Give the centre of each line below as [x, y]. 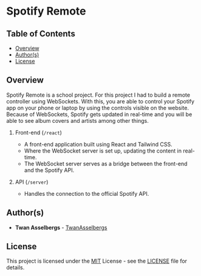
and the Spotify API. [49, 170]
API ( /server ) [32, 182]
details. [15, 267]
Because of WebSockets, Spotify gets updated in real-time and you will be [99, 114]
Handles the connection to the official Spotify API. [87, 193]
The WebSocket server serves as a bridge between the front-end [106, 164]
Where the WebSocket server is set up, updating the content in [103, 151]
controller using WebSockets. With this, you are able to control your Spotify [101, 101]
